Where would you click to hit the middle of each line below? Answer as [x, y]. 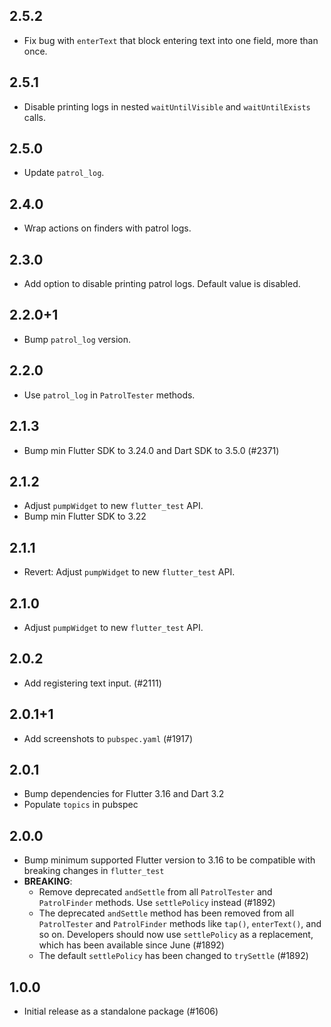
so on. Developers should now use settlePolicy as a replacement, [176, 935]
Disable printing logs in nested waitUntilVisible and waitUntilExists [167, 106]
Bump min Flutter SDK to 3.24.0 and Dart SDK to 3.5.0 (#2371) [151, 450]
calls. [34, 117]
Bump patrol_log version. [77, 339]
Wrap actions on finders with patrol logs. [107, 228]
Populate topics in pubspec [81, 805]
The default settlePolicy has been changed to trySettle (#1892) [173, 956]
